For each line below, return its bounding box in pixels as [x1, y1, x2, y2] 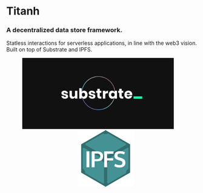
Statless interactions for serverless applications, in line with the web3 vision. [6, 39, 198, 47]
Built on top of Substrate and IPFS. [6, 46, 93, 53]
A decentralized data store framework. [6, 26, 123, 34]
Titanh [6, 4, 40, 18]
